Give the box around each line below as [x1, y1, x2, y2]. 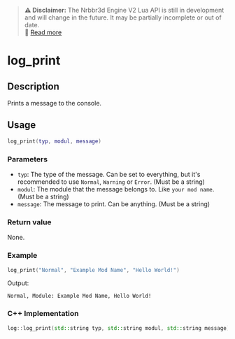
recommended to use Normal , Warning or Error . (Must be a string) [17, 178, 205, 186]
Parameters [7, 154, 48, 164]
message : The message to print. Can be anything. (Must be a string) [17, 199, 211, 208]
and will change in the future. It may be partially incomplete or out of [24, 13, 222, 22]
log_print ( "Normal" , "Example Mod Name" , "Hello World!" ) [7, 266, 180, 273]
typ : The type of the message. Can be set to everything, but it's [17, 170, 201, 178]
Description [7, 80, 59, 92]
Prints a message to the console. [7, 99, 102, 107]
